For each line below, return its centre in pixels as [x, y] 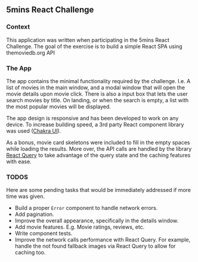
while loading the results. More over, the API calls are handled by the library [99, 148]
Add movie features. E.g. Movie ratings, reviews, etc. [80, 227]
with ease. [19, 162]
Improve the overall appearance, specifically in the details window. [97, 221]
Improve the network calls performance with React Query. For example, [103, 240]
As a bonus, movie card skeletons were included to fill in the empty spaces [98, 142]
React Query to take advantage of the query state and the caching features [98, 155]
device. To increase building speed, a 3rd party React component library [95, 124]
